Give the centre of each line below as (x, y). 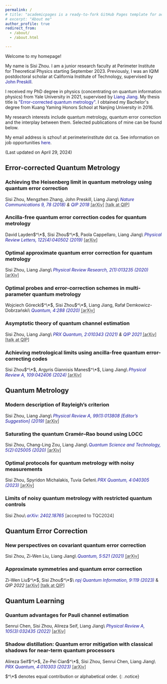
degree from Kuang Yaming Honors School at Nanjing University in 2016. (80, 107)
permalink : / (19, 10)
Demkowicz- (139, 305)
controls (15, 504)
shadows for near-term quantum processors (60, 651)
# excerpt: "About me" (29, 19)
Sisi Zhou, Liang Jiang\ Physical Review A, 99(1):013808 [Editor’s (72, 416)
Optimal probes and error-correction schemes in (65, 288)
